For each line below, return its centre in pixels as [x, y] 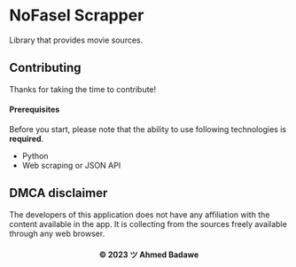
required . [27, 138]
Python [35, 155]
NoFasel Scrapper [77, 16]
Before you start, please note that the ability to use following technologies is [148, 129]
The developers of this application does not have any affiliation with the [140, 215]
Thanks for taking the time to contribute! [83, 89]
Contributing [45, 68]
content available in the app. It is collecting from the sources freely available [148, 224]
